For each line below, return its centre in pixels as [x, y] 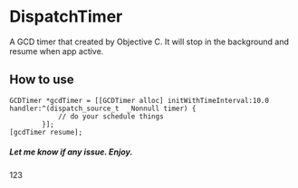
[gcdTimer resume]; [46, 132]
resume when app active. [57, 51]
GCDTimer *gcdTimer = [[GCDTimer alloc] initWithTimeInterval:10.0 [139, 100]
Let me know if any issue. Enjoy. [71, 152]
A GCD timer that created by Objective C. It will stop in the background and [149, 42]
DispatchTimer [66, 17]
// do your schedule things [111, 116]
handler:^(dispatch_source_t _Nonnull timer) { [103, 108]
